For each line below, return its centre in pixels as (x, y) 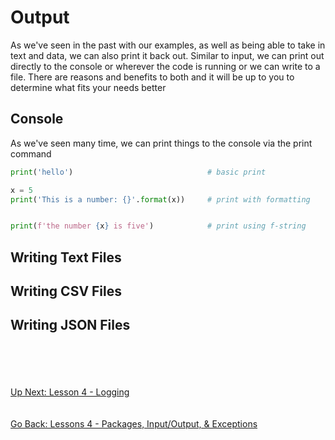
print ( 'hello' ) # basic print (138, 172)
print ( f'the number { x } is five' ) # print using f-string (158, 226)
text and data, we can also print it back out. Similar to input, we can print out (167, 55)
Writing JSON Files (70, 325)
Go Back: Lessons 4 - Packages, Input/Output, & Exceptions (134, 423)
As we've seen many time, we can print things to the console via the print (161, 143)
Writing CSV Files (66, 291)
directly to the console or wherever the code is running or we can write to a (165, 66)
